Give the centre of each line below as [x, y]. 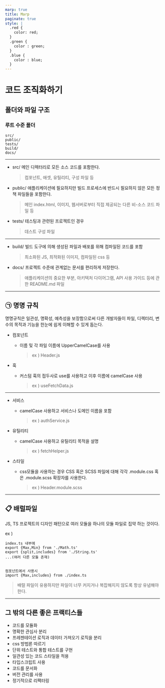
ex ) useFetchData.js [53, 385]
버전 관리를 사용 [27, 674]
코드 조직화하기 [34, 90]
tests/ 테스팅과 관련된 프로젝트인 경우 [48, 221]
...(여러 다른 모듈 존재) [27, 557]
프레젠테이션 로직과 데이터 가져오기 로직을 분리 [57, 638]
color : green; [29, 46]
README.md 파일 [47, 284]
